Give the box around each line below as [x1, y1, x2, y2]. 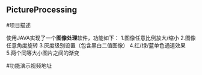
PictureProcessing [6, 5, 77, 15]
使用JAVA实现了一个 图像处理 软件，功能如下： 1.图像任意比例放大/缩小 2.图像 [6, 34, 196, 41]
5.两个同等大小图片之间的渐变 [6, 49, 79, 56]
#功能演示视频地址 [6, 62, 52, 69]
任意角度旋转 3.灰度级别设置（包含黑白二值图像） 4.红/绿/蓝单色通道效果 [6, 41, 186, 49]
